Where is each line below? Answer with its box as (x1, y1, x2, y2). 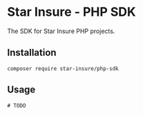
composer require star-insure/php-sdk (7, 65, 119, 72)
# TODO (7, 102, 26, 109)
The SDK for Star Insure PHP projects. (7, 27, 115, 35)
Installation (7, 47, 57, 59)
